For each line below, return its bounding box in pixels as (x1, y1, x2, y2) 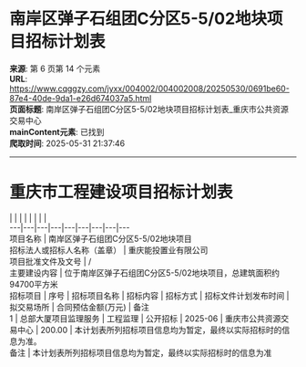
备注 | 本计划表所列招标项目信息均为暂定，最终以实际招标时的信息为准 (9, 347, 272, 358)
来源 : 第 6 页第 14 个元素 (9, 63, 101, 74)
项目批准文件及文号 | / (9, 256, 92, 267)
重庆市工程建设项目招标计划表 (9, 182, 234, 203)
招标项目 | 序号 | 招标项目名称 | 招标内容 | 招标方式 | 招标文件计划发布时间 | (9, 289, 290, 301)
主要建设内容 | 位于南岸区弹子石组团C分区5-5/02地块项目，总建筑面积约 (9, 267, 280, 278)
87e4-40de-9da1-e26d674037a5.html (9, 92, 152, 103)
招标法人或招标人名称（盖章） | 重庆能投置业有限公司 (9, 244, 209, 256)
